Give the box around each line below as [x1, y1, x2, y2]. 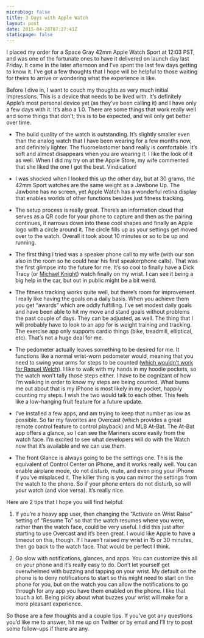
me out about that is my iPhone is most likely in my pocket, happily [15, 385, 183, 392]
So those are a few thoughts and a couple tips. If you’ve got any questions [6, 612, 193, 620]
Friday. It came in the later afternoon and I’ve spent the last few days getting [6, 62, 198, 69]
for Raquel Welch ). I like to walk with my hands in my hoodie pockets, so [15, 365, 197, 373]
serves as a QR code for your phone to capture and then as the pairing [15, 213, 193, 220]
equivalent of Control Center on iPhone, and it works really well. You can [15, 461, 197, 468]
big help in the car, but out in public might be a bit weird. [15, 276, 157, 284]
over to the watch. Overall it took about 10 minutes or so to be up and [15, 232, 189, 240]
